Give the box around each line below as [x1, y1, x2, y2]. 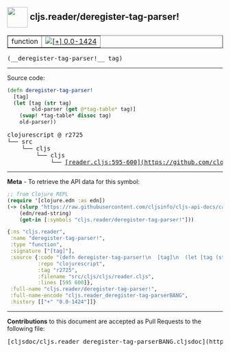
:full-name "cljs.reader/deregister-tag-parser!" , [10, 286, 157, 293]
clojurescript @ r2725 [7, 131, 84, 139]
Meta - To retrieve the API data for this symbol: [7, 178, 140, 186]
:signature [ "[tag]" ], [10, 247, 75, 255]
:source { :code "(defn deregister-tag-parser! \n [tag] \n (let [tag [10, 254, 213, 260]
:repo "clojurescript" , [37, 260, 106, 267]
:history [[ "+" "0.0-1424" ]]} [10, 299, 97, 306]
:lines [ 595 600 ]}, [37, 280, 94, 286]
